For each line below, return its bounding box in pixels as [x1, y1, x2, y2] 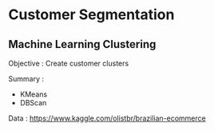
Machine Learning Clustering [8, 38, 157, 51]
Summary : [8, 74, 44, 83]
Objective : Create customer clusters [8, 58, 129, 68]
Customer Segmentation [8, 6, 175, 24]
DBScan [19, 98, 47, 107]
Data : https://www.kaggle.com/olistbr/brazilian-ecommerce [8, 113, 206, 123]
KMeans [19, 89, 48, 99]
